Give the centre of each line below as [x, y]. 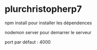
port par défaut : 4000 [28, 42]
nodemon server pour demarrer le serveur [48, 32]
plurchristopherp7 [43, 9]
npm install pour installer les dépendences [48, 23]
